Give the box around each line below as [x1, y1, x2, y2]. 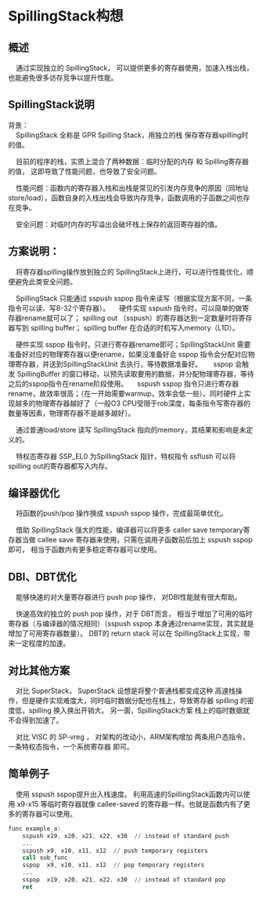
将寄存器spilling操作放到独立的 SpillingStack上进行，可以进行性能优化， [15, 267, 247, 276]
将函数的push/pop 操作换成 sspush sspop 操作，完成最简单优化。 [15, 509, 229, 518]
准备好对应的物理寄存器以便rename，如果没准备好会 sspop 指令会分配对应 [8, 349, 248, 359]
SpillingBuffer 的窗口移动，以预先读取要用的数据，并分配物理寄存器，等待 [16, 369, 254, 378]
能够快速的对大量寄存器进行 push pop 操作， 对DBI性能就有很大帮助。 [15, 593, 242, 602]
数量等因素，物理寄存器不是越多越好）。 [8, 408, 135, 418]
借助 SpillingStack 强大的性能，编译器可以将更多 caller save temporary [15, 525, 243, 534]
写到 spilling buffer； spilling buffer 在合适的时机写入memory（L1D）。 [14, 323, 240, 332]
